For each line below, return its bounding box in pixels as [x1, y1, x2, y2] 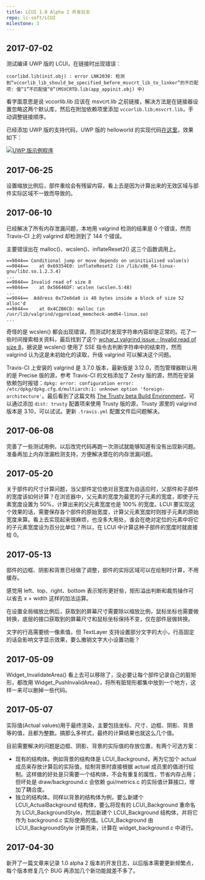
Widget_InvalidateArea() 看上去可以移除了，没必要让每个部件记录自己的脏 [6, 671, 191, 679]
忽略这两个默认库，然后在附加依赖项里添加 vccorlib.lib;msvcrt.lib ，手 [11, 105, 194, 113]
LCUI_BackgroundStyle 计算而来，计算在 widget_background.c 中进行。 [15, 824, 196, 831]
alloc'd [6, 300, 26, 307]
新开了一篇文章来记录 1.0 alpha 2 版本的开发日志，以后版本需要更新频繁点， [6, 859, 197, 867]
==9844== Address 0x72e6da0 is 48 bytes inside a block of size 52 [6, 295, 184, 301]
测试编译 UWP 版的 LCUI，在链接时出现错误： [6, 60, 121, 67]
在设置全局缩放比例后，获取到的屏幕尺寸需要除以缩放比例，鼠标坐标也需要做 [6, 608, 199, 615]
